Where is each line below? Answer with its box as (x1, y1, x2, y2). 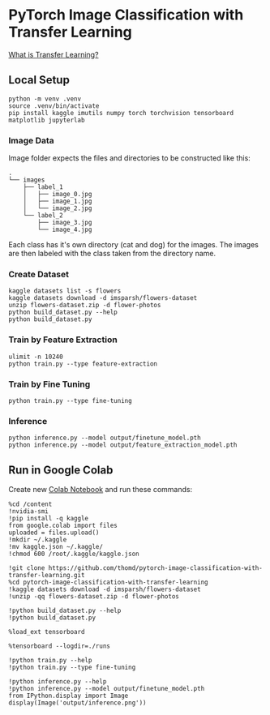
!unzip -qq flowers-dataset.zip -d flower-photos (8, 593, 180, 601)
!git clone (8, 564, 45, 572)
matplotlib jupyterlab (8, 116, 85, 124)
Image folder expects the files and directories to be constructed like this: (8, 153, 251, 163)
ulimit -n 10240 (8, 353, 63, 361)
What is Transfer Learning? (8, 49, 99, 59)
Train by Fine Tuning (8, 379, 91, 390)
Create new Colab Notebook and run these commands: (8, 485, 193, 495)
